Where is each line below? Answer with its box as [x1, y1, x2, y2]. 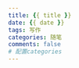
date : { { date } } [8, 19, 65, 27]
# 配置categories [8, 48, 63, 55]
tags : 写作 [8, 26, 41, 34]
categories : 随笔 [8, 33, 63, 41]
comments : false [8, 41, 61, 48]
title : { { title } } [8, 11, 72, 20]
